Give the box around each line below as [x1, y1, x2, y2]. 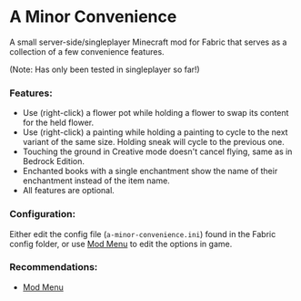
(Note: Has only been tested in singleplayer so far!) [9, 64, 200, 75]
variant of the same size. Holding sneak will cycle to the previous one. [22, 137, 285, 148]
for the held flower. [22, 117, 94, 129]
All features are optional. [22, 185, 115, 196]
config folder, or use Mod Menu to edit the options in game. [9, 238, 233, 249]
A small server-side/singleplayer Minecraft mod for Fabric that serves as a [9, 36, 287, 47]
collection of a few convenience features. [9, 46, 166, 57]
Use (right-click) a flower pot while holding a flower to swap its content [22, 108, 289, 119]
